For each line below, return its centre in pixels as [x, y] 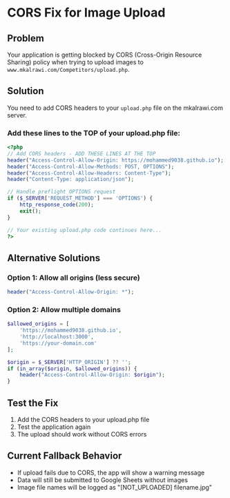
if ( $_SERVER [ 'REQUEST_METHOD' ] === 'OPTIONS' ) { [80, 198]
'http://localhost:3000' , [57, 337]
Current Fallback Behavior [65, 456]
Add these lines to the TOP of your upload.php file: [94, 133]
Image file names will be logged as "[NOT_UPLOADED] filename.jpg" [115, 487]
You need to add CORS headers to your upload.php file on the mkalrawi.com [115, 108]
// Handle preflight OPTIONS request [61, 192]
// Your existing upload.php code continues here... [85, 230]
